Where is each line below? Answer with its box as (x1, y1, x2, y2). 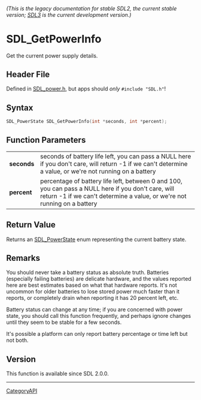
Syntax (6, 103, 33, 113)
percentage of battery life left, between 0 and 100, (39, 177, 182, 185)
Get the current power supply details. (6, 52, 98, 59)
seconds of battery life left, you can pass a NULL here (39, 152, 191, 160)
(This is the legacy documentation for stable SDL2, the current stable (6, 5, 177, 12)
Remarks (6, 253, 41, 263)
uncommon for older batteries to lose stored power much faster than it (6, 288, 180, 295)
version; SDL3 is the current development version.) (6, 11, 132, 18)
